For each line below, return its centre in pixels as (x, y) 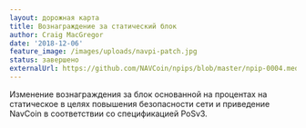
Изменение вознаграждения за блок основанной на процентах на (138, 94)
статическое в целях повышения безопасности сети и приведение (140, 103)
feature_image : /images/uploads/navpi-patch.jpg (103, 52)
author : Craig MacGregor (56, 34)
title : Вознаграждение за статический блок (93, 26)
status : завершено (44, 60)
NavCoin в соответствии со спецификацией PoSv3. (108, 113)
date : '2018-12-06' (46, 43)
